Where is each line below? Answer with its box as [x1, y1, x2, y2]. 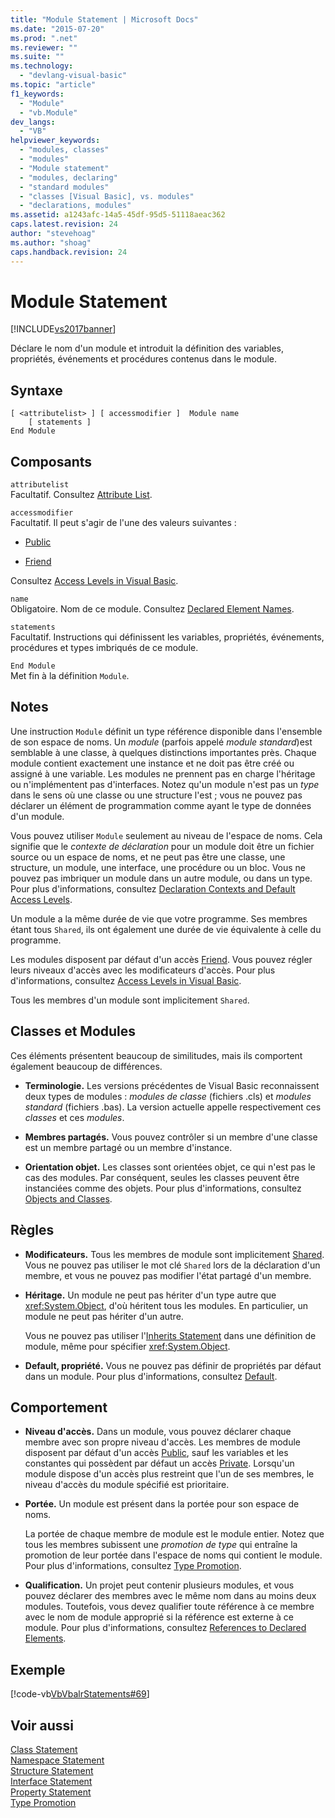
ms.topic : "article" [10, 80, 97, 90]
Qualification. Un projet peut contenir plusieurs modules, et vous [24, 1579, 295, 1591]
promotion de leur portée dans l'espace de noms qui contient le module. [24, 1549, 323, 1561]
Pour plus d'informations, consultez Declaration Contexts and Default [10, 882, 296, 895]
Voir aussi [10, 1717, 74, 1734]
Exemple [10, 1661, 66, 1678]
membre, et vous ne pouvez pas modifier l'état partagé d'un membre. [24, 1269, 312, 1281]
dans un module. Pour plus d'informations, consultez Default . [24, 1370, 278, 1382]
